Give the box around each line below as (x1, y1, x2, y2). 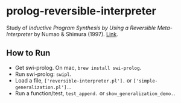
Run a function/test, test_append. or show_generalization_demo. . (14, 89, 176, 97)
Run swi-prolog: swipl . (14, 70, 72, 78)
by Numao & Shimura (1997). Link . (34, 30, 119, 37)
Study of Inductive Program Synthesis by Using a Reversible (6, 24, 156, 31)
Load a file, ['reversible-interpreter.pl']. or (14, 76, 132, 84)
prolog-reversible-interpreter (6, 4, 157, 18)
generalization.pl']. (14, 84, 69, 90)
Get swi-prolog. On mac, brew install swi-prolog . (14, 64, 142, 71)
